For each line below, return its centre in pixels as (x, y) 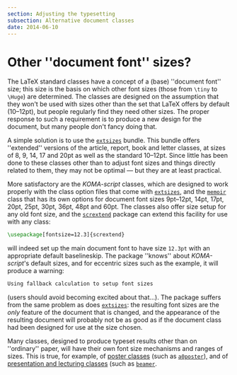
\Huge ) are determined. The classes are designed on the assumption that (113, 97)
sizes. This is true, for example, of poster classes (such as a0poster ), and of (118, 356)
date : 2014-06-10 (33, 27)
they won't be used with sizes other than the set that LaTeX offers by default (118, 104)
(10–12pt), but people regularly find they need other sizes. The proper (109, 112)
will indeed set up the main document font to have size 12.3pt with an (109, 248)
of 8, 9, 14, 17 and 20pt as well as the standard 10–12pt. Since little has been (118, 156)
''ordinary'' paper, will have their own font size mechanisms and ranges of (115, 349)
